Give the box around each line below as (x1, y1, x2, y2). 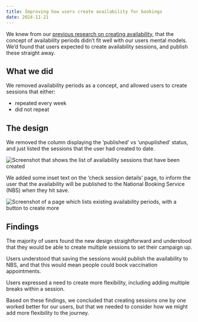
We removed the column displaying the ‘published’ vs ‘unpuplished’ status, (6, 139, 189, 146)
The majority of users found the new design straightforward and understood (6, 237, 192, 244)
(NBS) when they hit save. (6, 187, 70, 194)
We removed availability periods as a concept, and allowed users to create (6, 82, 187, 89)
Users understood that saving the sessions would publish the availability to (6, 255, 189, 262)
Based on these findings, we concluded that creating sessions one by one (6, 297, 186, 304)
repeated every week (14, 100, 67, 107)
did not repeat (14, 106, 49, 113)
